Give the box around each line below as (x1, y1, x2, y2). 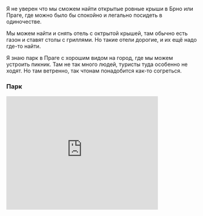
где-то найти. (6, 42, 41, 50)
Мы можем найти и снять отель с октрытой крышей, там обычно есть (6, 30, 188, 37)
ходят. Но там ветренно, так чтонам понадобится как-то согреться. (6, 67, 182, 74)
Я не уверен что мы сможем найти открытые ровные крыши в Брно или (6, 5, 193, 12)
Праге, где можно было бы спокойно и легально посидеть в (6, 11, 162, 19)
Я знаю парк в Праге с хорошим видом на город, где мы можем (6, 54, 173, 61)
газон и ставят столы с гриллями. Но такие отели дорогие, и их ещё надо (6, 36, 197, 43)
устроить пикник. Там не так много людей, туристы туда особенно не (6, 61, 188, 68)
